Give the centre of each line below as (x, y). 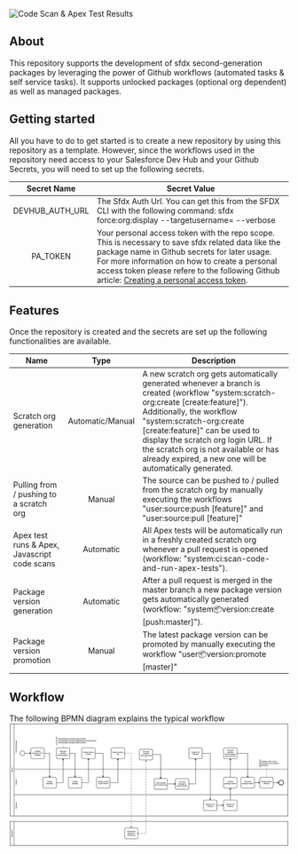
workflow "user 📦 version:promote (204, 653)
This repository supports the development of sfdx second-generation (136, 63)
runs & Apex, (36, 544)
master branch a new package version (212, 590)
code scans (34, 563)
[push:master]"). (173, 622)
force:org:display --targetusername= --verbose (186, 220)
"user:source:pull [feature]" (192, 518)
